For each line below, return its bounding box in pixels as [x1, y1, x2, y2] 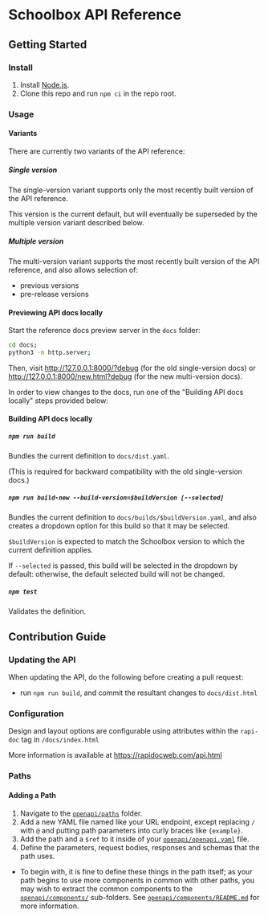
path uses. [19, 851, 55, 861]
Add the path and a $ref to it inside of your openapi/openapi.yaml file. [19, 834, 250, 844]
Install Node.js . [19, 80, 70, 89]
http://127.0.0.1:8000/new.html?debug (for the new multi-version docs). [8, 372, 243, 381]
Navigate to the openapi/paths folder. [19, 808, 143, 818]
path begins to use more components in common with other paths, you [19, 875, 255, 885]
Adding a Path [8, 790, 56, 800]
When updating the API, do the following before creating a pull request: [8, 672, 243, 682]
